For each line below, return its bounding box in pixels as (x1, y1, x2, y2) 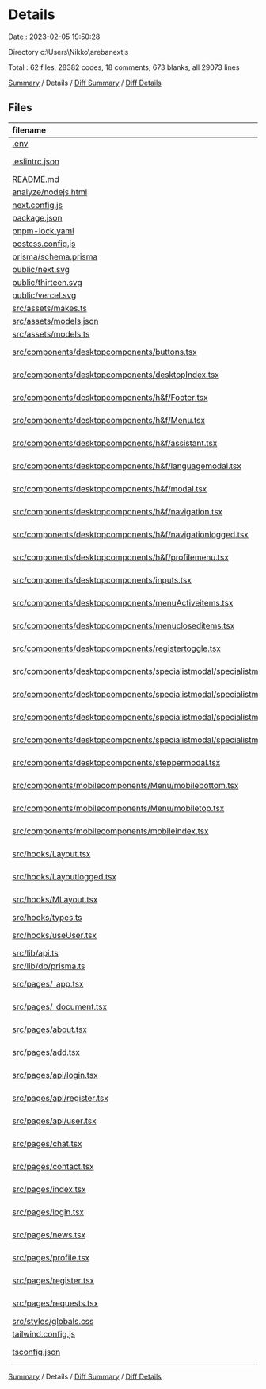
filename (12, 125, 47, 136)
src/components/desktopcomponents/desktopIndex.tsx (12, 369, 219, 380)
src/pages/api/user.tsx (12, 1115, 97, 1126)
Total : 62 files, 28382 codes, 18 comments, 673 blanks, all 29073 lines (8, 62, 240, 72)
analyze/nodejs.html (12, 187, 88, 198)
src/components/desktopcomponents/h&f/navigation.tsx (12, 506, 223, 517)
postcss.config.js (12, 238, 76, 249)
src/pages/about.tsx (12, 1024, 88, 1035)
